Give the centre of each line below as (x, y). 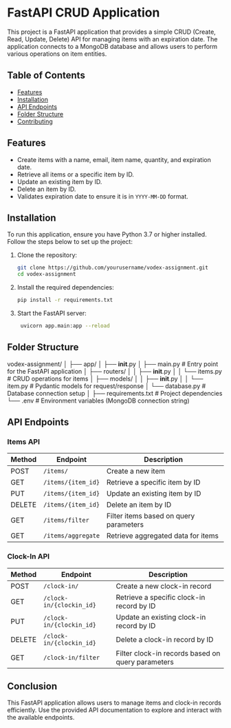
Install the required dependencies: (66, 287)
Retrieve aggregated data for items (162, 536)
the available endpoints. (41, 718)
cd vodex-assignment (46, 274)
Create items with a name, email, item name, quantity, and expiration (114, 159)
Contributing (35, 121)
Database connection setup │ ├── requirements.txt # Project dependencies (115, 393)
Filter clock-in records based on (168, 653)
